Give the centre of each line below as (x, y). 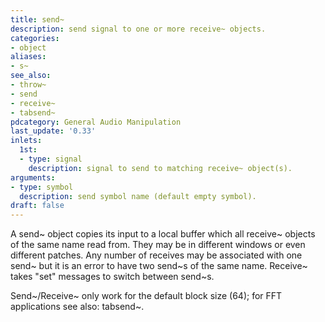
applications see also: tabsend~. (77, 307)
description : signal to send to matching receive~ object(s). (160, 168)
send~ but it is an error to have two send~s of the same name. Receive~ (159, 266)
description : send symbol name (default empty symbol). (138, 196)
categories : (35, 38)
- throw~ (28, 85)
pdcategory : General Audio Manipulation (96, 122)
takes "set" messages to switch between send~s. (112, 277)
